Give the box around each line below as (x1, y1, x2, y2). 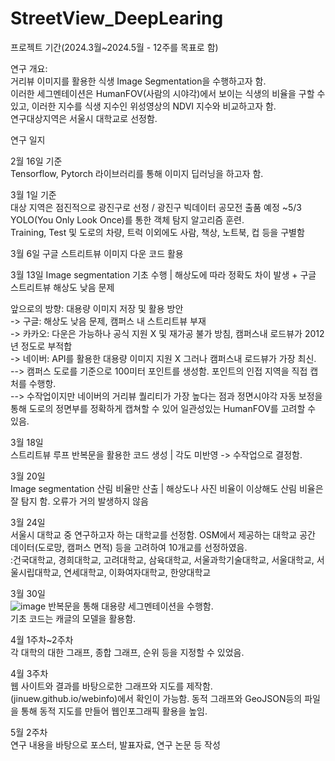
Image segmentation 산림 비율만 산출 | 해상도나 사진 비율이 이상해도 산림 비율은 (10, 482, 324, 494)
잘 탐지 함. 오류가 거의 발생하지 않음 (10, 495, 149, 507)
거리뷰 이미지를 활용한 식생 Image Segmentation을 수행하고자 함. (10, 75, 267, 87)
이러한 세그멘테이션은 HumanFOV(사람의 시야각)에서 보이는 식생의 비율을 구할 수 (10, 87, 326, 99)
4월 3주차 (10, 667, 49, 679)
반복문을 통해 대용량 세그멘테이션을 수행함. (48, 600, 214, 612)
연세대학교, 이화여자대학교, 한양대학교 (63, 566, 212, 578)
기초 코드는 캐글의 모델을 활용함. (10, 612, 137, 624)
